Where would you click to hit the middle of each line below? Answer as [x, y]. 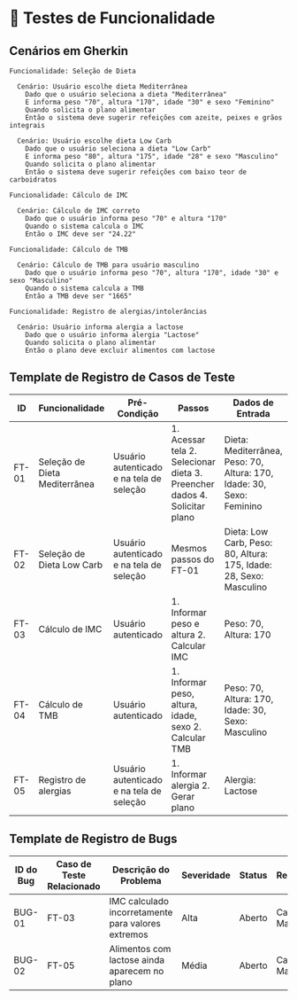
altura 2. [188, 635]
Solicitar [188, 506]
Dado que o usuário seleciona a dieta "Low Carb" [118, 149]
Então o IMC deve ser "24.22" [81, 234]
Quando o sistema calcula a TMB [84, 288]
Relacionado [74, 886]
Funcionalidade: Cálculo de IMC [69, 195]
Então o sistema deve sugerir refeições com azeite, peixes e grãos [154, 118]
